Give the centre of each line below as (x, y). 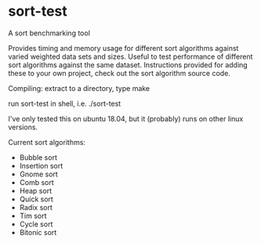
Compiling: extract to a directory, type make (79, 88)
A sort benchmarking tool (49, 33)
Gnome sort (39, 174)
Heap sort (36, 190)
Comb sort (37, 182)
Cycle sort (36, 224)
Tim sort (33, 216)
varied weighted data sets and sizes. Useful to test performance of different (130, 56)
